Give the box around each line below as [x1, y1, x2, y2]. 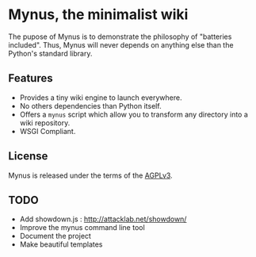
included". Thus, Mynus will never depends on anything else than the [8, 40, 234, 49]
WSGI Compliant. [19, 126, 76, 136]
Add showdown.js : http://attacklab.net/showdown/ [19, 214, 187, 224]
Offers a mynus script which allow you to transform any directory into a [19, 109, 248, 119]
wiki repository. [19, 117, 71, 128]
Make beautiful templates [19, 240, 103, 249]
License [8, 149, 48, 163]
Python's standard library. [8, 48, 93, 58]
